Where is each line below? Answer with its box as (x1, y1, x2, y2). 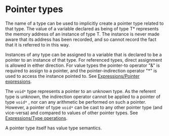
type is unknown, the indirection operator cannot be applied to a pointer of (5, 94, 161, 100)
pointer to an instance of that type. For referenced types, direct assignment (5, 57, 162, 63)
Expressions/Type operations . (5, 115, 68, 121)
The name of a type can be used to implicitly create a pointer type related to (5, 20, 164, 26)
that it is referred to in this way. (5, 41, 70, 48)
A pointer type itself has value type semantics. (5, 125, 102, 131)
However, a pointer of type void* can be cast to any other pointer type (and (5, 104, 163, 110)
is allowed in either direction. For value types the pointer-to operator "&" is (5, 62, 160, 68)
